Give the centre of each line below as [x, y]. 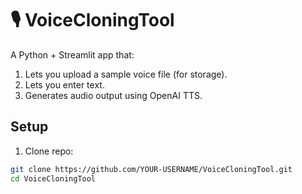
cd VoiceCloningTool [53, 178]
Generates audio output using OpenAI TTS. [113, 95]
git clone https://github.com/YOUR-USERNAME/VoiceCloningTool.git [151, 169]
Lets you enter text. [64, 84]
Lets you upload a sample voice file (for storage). [126, 74]
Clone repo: [49, 151]
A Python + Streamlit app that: [72, 54]
